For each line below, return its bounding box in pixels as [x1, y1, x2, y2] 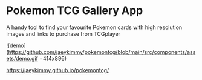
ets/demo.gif [6, 55, 38, 62]
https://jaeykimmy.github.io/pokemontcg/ [6, 66, 109, 73]
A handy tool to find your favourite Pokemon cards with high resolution [6, 24, 183, 31]
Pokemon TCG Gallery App [6, 4, 143, 18]
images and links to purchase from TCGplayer [6, 30, 121, 37]
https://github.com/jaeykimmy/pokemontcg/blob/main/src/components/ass [8, 48, 196, 55]
